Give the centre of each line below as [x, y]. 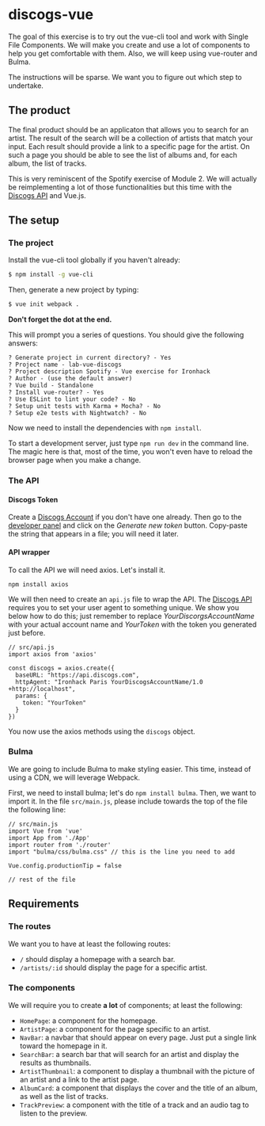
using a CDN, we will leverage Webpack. [74, 777]
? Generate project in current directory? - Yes [90, 358]
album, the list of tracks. [47, 163]
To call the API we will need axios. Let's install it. [87, 570]
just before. [27, 632]
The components [42, 988]
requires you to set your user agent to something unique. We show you [124, 607]
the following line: [37, 809]
